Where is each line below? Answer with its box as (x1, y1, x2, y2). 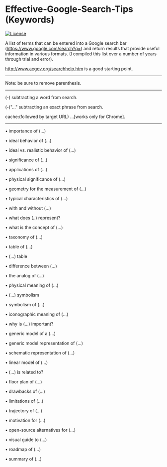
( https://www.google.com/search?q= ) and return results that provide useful (5, 45, 160, 51)
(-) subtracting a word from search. (5, 94, 78, 100)
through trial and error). (5, 56, 54, 62)
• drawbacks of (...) (5, 388, 46, 394)
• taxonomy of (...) (5, 234, 43, 240)
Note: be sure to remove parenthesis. (5, 80, 82, 86)
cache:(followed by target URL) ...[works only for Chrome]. (5, 114, 125, 119)
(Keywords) (5, 14, 55, 25)
